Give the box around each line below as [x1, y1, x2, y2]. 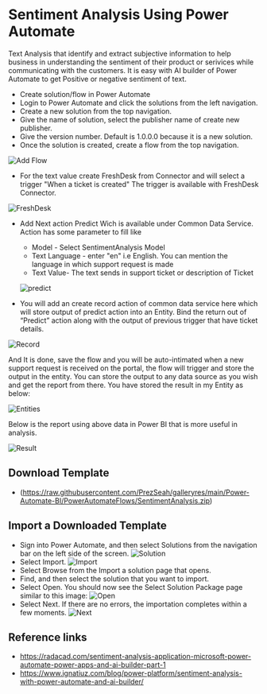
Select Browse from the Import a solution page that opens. [19, 565, 212, 575]
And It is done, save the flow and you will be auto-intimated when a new [8, 355, 244, 364]
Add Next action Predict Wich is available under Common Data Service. [19, 219, 254, 228]
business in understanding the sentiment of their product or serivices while [8, 57, 254, 67]
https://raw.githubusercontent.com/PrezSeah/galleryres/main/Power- [22, 487, 250, 497]
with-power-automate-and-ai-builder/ [19, 677, 145, 687]
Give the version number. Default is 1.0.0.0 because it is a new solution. [19, 131, 253, 141]
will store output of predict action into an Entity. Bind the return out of [19, 307, 247, 316]
